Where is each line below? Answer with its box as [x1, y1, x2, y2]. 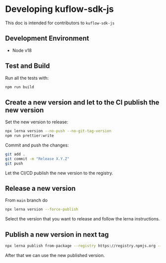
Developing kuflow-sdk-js [5, 3, 114, 15]
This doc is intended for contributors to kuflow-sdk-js [5, 20, 115, 26]
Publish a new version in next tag [5, 230, 109, 239]
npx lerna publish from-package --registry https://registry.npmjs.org [5, 244, 156, 249]
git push [5, 161, 23, 166]
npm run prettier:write [5, 133, 54, 138]
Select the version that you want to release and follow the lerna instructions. [5, 216, 160, 222]
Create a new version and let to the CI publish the [5, 98, 160, 106]
